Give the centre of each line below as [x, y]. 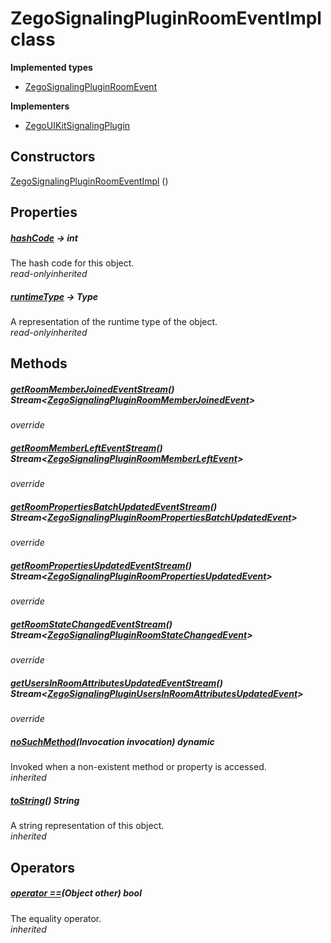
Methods [39, 363]
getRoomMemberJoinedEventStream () [92, 389]
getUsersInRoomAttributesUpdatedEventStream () [116, 683]
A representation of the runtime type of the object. [114, 322]
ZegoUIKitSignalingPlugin [77, 125]
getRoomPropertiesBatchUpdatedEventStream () [114, 506]
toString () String [45, 800]
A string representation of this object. [87, 826]
